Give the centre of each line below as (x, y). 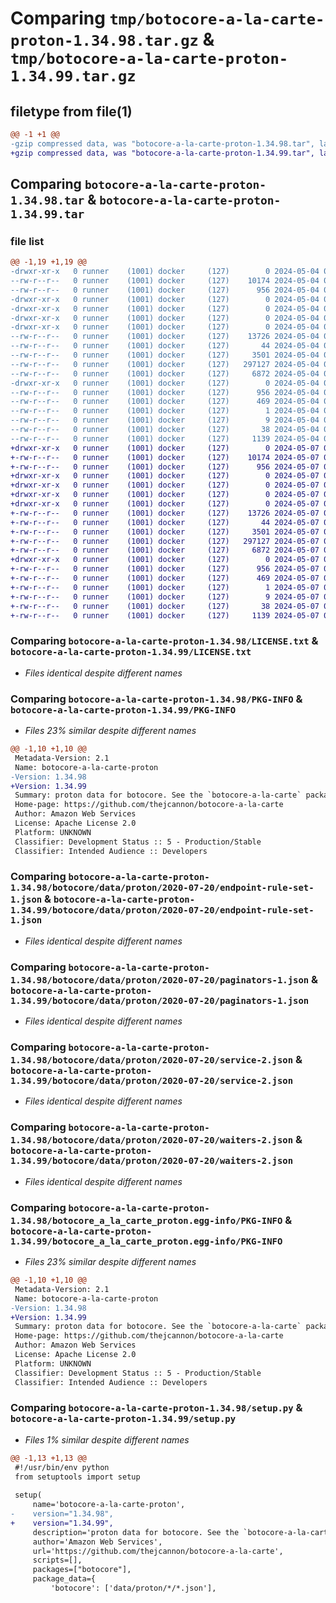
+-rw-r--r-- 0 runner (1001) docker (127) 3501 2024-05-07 (165, 532)
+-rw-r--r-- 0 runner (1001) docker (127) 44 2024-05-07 (165, 522)
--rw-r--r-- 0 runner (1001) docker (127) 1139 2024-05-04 (165, 438)
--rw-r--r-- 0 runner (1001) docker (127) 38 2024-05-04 (165, 430)
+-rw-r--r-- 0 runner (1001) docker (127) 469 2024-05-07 (165, 578)
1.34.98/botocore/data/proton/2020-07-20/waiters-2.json (152, 1140)
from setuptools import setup (77, 1477)
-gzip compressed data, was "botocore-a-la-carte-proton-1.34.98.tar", (162, 143)
